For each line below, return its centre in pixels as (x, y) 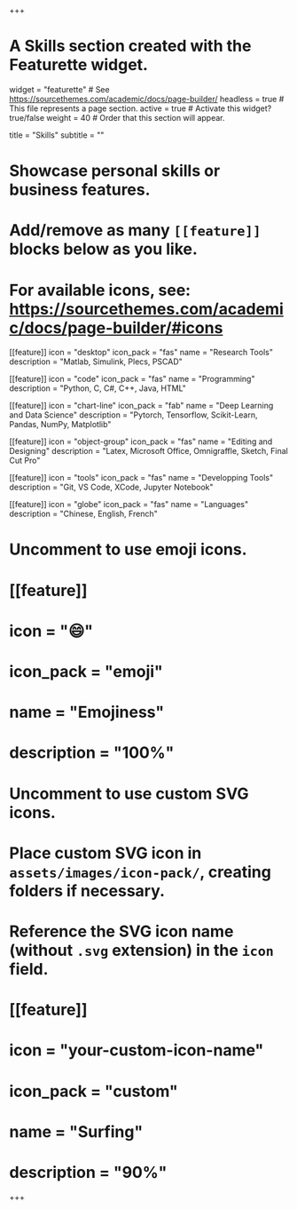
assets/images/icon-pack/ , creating (141, 872)
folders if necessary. (87, 891)
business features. (80, 190)
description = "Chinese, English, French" (83, 514)
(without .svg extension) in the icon (142, 950)
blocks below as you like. (103, 249)
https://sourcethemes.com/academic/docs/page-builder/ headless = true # (147, 99)
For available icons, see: (100, 290)
